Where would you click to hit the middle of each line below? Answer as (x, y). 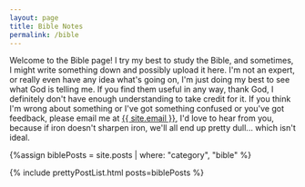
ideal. (20, 138)
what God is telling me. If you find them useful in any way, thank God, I (142, 89)
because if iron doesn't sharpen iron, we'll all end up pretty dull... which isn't (152, 128)
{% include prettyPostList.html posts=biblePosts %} (107, 172)
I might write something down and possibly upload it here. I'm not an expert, (152, 70)
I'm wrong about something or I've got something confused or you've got (147, 109)
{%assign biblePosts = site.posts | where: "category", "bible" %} (131, 155)
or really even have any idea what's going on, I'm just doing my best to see (150, 80)
